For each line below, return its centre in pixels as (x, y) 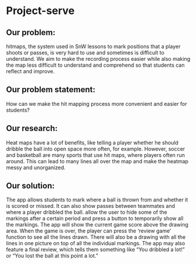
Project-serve (40, 11)
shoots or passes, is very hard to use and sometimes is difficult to (85, 53)
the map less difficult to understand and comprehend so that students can (95, 65)
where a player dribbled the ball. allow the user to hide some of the (87, 212)
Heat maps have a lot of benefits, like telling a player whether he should (92, 142)
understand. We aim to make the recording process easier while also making (98, 59)
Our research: (32, 128)
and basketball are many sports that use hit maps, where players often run (96, 155)
